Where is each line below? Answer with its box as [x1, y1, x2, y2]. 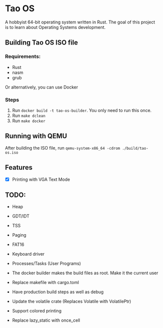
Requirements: [5, 53, 41, 60]
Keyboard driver [12, 251, 45, 257]
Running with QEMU [5, 132, 67, 140]
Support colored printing [12, 308, 62, 314]
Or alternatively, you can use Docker [5, 84, 78, 90]
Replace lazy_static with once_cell [12, 317, 80, 323]
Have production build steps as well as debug [12, 289, 104, 295]
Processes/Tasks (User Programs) [12, 261, 81, 266]
